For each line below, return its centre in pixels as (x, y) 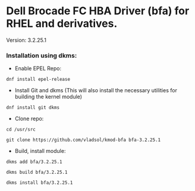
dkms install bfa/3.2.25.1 (40, 183)
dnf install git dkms (33, 108)
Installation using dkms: (42, 55)
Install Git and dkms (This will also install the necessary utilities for (96, 90)
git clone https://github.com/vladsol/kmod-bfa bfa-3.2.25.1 (84, 140)
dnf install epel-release (38, 79)
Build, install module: (40, 151)
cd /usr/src (21, 130)
